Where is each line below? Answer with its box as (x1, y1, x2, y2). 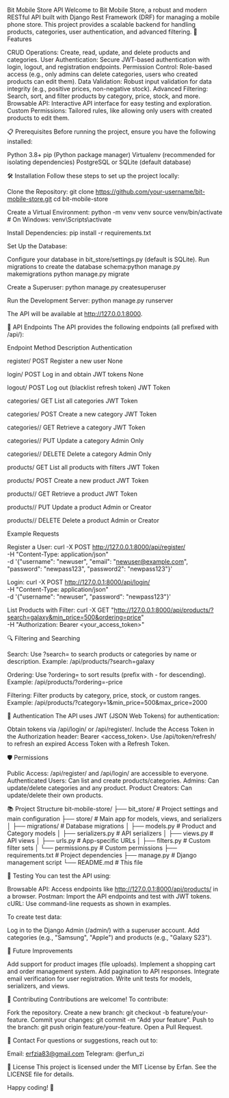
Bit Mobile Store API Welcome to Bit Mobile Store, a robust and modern (7, 6, 207, 14)
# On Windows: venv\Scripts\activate (7, 215, 112, 224)
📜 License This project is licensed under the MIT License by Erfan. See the (7, 1063, 217, 1071)
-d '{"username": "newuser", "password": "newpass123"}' (7, 593, 172, 601)
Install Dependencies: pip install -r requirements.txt (7, 229, 152, 237)
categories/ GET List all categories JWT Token (7, 397, 138, 405)
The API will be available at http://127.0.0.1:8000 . (7, 310, 143, 318)
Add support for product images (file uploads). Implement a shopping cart (7, 960, 215, 968)
